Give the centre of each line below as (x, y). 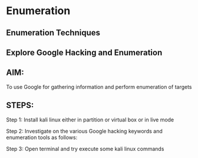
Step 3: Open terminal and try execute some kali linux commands (85, 149)
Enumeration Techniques (53, 33)
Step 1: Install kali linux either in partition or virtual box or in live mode (90, 120)
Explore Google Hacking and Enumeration (84, 52)
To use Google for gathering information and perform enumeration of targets (99, 87)
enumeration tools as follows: (42, 137)
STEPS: (20, 105)
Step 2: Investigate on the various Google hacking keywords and (85, 131)
